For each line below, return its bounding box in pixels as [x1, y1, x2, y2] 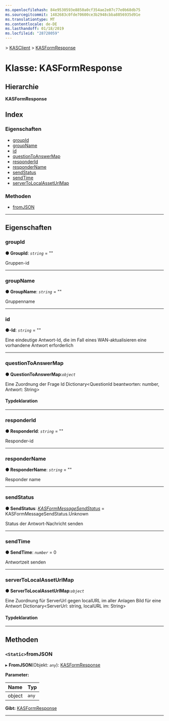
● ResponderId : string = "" [5, 428, 64, 434]
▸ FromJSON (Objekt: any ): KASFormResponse [5, 662, 101, 668]
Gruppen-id [5, 260, 29, 266]
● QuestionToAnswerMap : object [5, 371, 76, 377]
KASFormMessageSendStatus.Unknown [5, 510, 89, 517]
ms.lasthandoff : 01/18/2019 [5, 26, 64, 31]
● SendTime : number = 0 [5, 549, 57, 555]
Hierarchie [5, 82, 39, 91]
